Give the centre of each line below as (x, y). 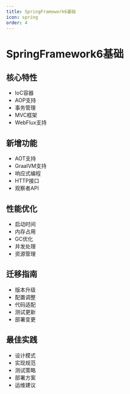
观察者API (27, 188)
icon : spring (22, 17)
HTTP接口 (27, 181)
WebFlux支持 (31, 123)
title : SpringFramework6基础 (41, 12)
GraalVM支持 (30, 166)
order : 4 (17, 23)
